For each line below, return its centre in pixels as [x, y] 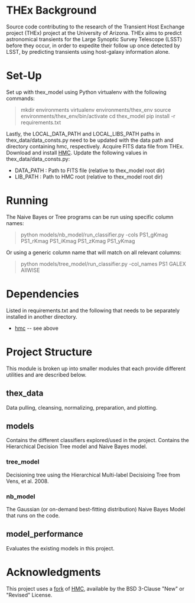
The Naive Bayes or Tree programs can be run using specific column [90, 217]
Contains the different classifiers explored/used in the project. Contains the [97, 440]
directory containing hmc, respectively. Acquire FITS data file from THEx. [95, 146]
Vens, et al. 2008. [27, 481]
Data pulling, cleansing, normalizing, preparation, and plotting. [82, 407]
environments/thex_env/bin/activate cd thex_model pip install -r [98, 116]
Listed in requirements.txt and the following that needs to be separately [93, 310]
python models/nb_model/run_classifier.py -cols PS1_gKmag [94, 235]
